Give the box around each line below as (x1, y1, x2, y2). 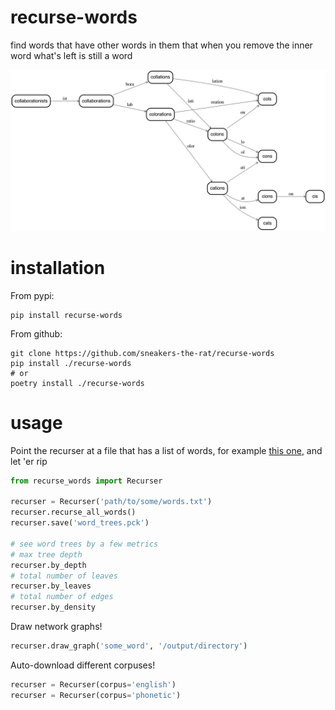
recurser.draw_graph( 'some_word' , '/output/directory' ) (10, 641, 248, 651)
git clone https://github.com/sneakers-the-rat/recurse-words (10, 348, 275, 358)
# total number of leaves (10, 571, 118, 581)
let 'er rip (10, 455, 48, 467)
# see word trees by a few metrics (10, 539, 159, 549)
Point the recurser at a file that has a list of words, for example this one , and (10, 444, 323, 456)
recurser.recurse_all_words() (10, 507, 137, 518)
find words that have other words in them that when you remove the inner (10, 39, 313, 51)
